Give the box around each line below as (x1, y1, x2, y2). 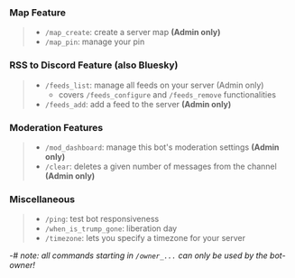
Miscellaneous (9, 192, 75, 205)
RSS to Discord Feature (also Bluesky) (9, 59, 179, 71)
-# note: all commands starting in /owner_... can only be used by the (9, 250, 268, 261)
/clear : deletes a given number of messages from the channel (44, 161, 277, 171)
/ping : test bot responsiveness (44, 214, 160, 225)
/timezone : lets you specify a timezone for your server (44, 233, 246, 244)
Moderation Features (9, 121, 104, 134)
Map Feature (9, 6, 66, 19)
